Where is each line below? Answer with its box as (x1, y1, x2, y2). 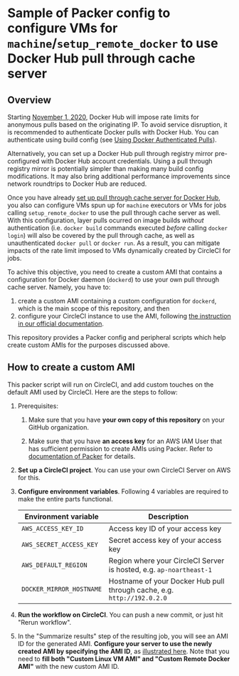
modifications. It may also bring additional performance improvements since (7, 172, 230, 180)
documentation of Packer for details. (28, 452, 136, 460)
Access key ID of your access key (108, 524, 222, 534)
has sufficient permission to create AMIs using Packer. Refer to (28, 444, 213, 453)
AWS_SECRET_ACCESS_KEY (21, 540, 98, 548)
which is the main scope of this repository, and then (17, 304, 170, 313)
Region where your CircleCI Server (108, 556, 225, 566)
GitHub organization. (28, 422, 90, 432)
